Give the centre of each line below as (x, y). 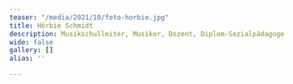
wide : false (31, 42)
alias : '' (28, 58)
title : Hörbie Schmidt (51, 26)
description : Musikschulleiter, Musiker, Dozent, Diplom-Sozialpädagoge (147, 34)
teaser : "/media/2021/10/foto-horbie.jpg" (89, 17)
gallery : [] (31, 50)
